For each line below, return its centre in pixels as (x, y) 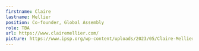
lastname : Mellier (28, 17)
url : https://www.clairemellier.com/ (52, 33)
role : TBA (18, 28)
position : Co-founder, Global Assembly (55, 22)
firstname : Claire (28, 11)
